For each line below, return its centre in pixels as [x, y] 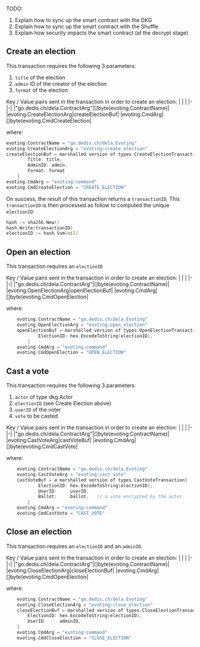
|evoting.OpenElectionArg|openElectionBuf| [60, 291]
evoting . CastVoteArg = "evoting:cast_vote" [72, 474]
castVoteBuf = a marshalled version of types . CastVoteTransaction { [102, 480]
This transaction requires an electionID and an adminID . [74, 546]
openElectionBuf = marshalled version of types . [78, 330]
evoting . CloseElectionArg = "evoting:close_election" [85, 605]
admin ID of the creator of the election [61, 83]
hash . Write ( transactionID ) [40, 228]
